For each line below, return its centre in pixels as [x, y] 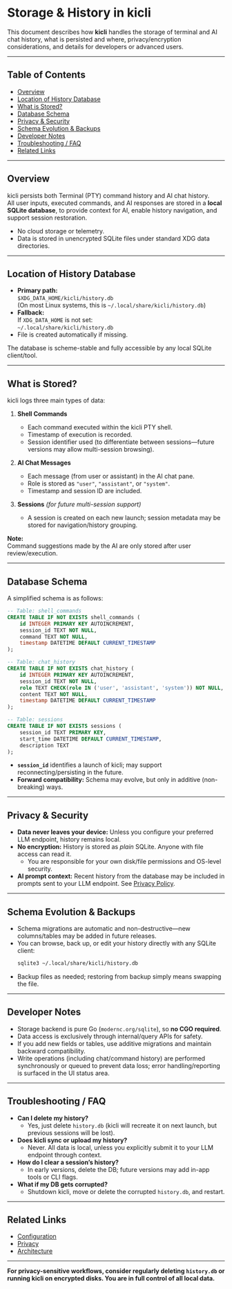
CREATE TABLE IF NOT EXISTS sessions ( [65, 726]
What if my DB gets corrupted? [62, 1184]
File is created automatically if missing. [72, 335]
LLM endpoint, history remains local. [69, 839]
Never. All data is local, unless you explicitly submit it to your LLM [120, 1147]
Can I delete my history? [52, 1118]
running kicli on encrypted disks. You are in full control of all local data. [111, 1279]
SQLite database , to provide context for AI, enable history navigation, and [112, 210]
